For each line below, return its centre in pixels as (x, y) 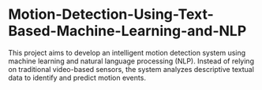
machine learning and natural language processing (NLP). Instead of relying (131, 61)
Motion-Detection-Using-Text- (111, 14)
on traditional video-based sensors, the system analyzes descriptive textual (131, 69)
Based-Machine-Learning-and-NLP (127, 31)
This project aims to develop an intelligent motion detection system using (127, 52)
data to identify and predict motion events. (77, 77)
